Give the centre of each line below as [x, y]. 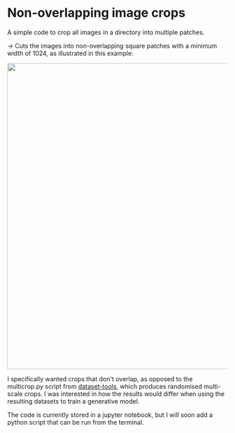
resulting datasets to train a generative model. [73, 401]
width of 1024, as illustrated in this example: [71, 53]
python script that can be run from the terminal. [76, 422]
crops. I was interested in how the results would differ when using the [124, 394]
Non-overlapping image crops [97, 13]
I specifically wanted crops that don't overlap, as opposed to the [100, 378]
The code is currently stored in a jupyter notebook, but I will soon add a [110, 415]
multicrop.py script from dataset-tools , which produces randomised [105, 386]
